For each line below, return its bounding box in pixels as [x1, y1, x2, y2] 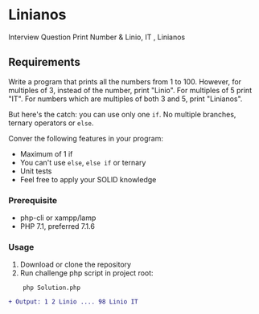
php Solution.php [23, 283, 81, 292]
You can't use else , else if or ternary [19, 157, 146, 167]
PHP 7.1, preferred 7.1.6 [19, 222, 95, 231]
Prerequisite [8, 194, 58, 206]
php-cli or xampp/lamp [19, 213, 97, 222]
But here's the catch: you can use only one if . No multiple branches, [8, 109, 236, 119]
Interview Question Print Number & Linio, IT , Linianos [8, 32, 186, 42]
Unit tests [19, 166, 52, 176]
